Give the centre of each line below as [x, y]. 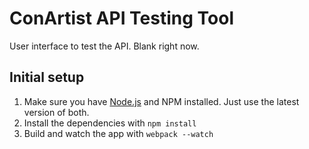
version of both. [56, 112]
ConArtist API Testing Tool [122, 18]
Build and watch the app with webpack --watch [118, 133]
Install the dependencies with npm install [110, 123]
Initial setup [47, 77]
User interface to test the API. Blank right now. [104, 46]
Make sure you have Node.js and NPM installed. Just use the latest [161, 101]
